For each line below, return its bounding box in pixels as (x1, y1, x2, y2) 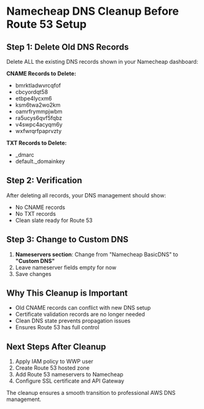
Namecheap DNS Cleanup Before (6, 4, 179, 18)
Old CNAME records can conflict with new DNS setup (15, 304, 151, 312)
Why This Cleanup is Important (6, 288, 128, 299)
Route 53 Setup (6, 17, 87, 31)
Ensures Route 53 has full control (15, 324, 100, 331)
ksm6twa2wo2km (15, 101, 61, 109)
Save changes (15, 270, 52, 277)
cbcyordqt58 (15, 88, 48, 96)
